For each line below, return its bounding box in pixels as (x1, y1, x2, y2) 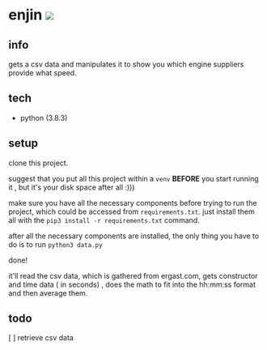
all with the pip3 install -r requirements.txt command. (8, 215, 200, 224)
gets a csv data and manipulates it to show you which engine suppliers (8, 59, 244, 69)
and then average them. (8, 288, 88, 297)
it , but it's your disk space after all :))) (8, 182, 135, 192)
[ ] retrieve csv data (8, 333, 74, 343)
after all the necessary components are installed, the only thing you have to (8, 231, 260, 241)
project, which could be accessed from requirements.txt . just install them (8, 207, 255, 216)
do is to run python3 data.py (8, 239, 103, 249)
